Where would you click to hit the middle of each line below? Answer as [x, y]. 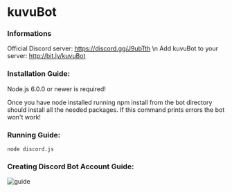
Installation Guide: [39, 74]
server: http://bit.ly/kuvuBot [46, 56]
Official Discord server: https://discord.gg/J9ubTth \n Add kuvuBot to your [113, 48]
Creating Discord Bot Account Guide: [71, 166]
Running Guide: [34, 135]
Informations [29, 34]
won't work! [24, 117]
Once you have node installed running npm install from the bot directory [110, 102]
